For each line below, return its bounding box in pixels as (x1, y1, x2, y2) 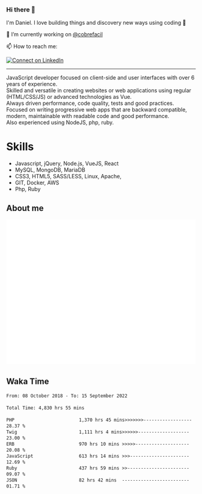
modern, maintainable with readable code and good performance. (6, 113, 170, 120)
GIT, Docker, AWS (14, 179, 60, 186)
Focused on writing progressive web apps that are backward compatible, (6, 106, 188, 113)
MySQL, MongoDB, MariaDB (14, 166, 85, 174)
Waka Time (6, 376, 49, 386)
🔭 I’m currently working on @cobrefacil (6, 31, 103, 38)
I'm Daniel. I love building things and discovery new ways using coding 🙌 (6, 19, 186, 27)
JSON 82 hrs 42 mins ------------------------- (6, 477, 189, 484)
